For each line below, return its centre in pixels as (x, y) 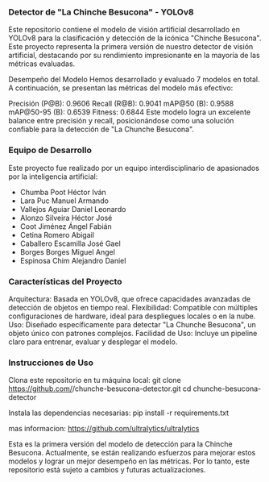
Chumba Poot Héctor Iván (63, 192)
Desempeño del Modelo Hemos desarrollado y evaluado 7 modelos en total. (134, 80)
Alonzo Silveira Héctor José (66, 218)
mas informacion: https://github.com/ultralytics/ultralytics (104, 429)
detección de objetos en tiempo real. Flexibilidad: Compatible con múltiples (133, 307)
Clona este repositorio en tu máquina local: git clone (95, 380)
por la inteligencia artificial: (53, 177)
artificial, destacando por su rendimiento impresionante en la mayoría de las (134, 56)
